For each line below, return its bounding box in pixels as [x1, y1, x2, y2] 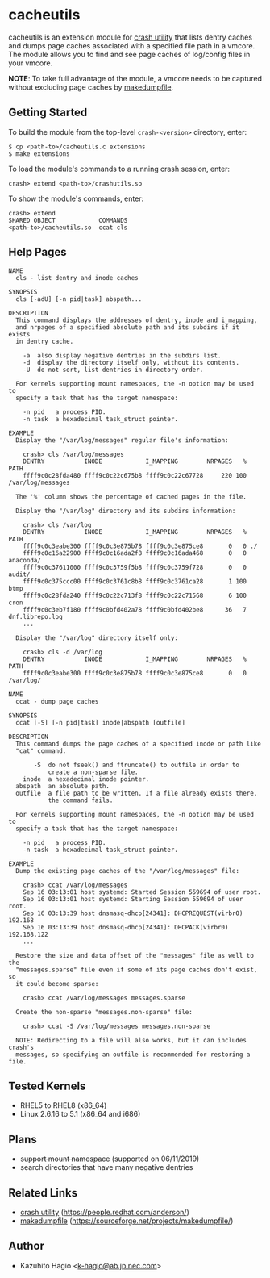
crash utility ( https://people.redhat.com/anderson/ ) [19, 1208, 189, 1217]
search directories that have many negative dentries [19, 1163, 193, 1172]
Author [8, 1239, 44, 1253]
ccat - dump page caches [15, 697, 99, 705]
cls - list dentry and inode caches [15, 274, 139, 282]
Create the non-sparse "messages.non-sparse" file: [15, 1008, 193, 1016]
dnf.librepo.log [8, 612, 63, 620]
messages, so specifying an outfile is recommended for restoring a [15, 1050, 251, 1059]
